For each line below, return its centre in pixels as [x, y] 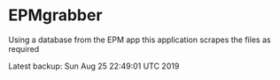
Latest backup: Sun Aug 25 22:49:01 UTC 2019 [94, 66]
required [24, 48]
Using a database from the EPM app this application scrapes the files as [140, 40]
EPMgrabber [55, 15]
